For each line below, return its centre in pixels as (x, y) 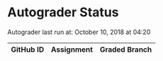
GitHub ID (28, 49)
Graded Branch (126, 49)
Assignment (72, 49)
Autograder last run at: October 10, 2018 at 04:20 (79, 32)
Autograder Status (63, 12)
